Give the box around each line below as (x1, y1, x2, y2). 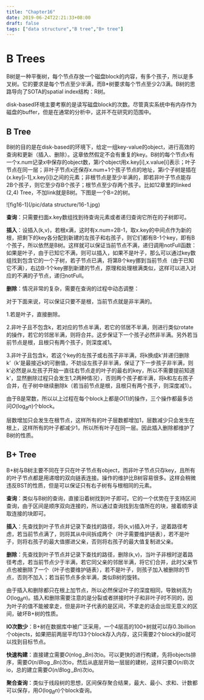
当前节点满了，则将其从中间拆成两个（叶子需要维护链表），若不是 (22, 530, 185, 537)
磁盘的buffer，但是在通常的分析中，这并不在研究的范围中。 (6, 109, 155, 116)
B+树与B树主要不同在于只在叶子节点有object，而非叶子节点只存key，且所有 (6, 466, 195, 474)
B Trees (6, 52, 46, 66)
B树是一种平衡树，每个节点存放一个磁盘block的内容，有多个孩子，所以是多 (6, 73, 194, 80)
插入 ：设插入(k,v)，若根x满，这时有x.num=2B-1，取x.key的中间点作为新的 (6, 226, 192, 234)
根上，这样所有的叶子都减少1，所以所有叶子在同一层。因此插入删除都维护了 (6, 424, 195, 431)
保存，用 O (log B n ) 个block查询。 (16, 687, 95, 696)
